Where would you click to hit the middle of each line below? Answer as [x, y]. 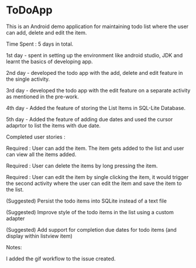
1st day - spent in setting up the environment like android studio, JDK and [94, 55]
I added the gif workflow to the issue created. [61, 259]
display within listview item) [39, 236]
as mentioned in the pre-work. [42, 97]
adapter [16, 218]
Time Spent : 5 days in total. [40, 44]
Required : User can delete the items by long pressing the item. [82, 166]
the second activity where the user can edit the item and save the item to [94, 183]
